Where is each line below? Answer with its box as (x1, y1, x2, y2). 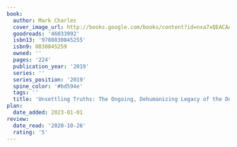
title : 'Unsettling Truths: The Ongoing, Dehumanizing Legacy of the (13, 96, 222, 103)
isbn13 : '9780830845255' (13, 37, 86, 44)
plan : (6, 102, 23, 110)
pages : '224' (13, 57, 52, 64)
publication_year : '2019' (13, 63, 90, 70)
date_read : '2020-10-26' (13, 122, 86, 129)
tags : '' (13, 89, 39, 96)
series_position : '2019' (13, 76, 86, 83)
